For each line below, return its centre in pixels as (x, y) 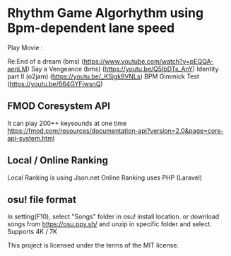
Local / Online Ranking (58, 161)
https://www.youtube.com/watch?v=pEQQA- (149, 61)
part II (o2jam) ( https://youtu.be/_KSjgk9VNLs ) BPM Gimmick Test (103, 76)
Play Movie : (25, 47)
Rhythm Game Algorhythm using (105, 13)
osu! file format (42, 199)
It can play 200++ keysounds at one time (67, 123)
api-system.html (31, 138)
